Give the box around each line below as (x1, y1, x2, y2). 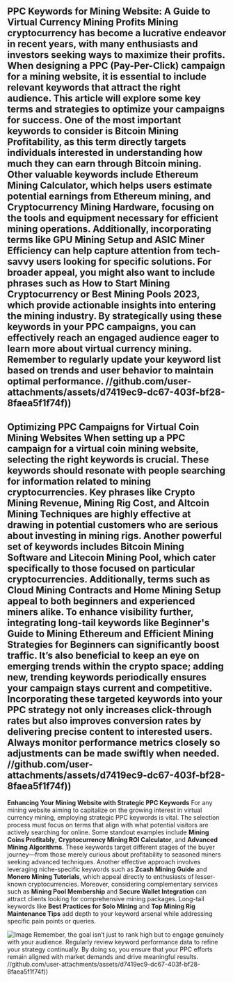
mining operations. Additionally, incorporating (7, 223, 212, 235)
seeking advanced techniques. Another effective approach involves (7, 858, 201, 866)
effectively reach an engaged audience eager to (7, 332, 220, 344)
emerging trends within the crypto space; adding (7, 660, 224, 672)
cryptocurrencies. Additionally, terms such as (7, 573, 211, 585)
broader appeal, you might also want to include (7, 267, 216, 279)
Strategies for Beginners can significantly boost (7, 639, 220, 650)
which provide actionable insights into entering (7, 299, 216, 311)
